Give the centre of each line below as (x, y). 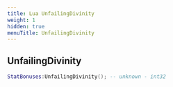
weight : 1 (22, 20)
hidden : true (26, 26)
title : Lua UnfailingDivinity (51, 13)
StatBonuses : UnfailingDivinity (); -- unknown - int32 (87, 77)
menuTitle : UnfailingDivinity (51, 33)
